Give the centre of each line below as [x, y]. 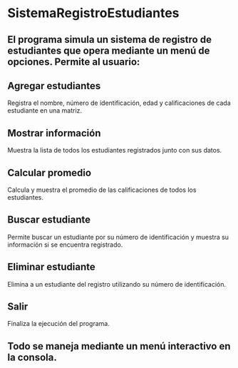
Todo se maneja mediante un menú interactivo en [119, 346]
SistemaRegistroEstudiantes [93, 13]
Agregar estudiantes [54, 86]
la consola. [32, 357]
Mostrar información [54, 133]
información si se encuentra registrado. [65, 245]
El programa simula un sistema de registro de [110, 40]
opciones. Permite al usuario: [74, 62]
